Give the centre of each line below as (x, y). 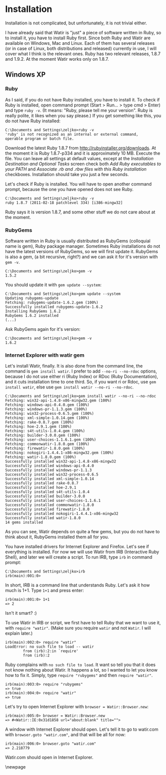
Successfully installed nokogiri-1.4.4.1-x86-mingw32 (62, 514)
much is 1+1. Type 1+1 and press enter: (45, 590)
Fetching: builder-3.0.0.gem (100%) (43, 436)
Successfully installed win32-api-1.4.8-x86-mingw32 (61, 462)
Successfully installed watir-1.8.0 (43, 518)
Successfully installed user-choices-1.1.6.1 (53, 501)
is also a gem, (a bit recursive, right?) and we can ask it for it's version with (82, 257)
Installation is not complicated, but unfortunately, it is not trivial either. (76, 23)
